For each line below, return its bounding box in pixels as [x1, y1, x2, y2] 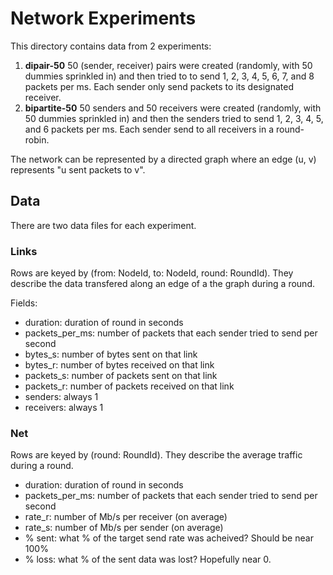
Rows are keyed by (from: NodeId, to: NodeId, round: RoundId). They [10, 267, 294, 279]
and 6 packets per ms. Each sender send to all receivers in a [24, 123, 275, 135]
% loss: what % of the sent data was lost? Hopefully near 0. [24, 553, 272, 566]
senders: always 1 [24, 391, 99, 403]
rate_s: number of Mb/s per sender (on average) [24, 522, 224, 534]
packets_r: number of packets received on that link [24, 380, 235, 392]
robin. [24, 133, 50, 146]
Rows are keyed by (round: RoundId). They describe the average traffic [10, 449, 303, 461]
